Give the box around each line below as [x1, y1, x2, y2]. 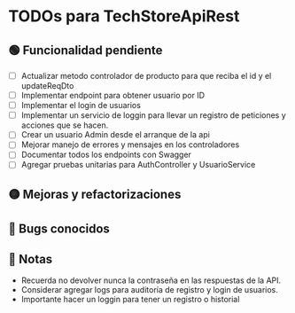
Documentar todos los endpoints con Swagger [20, 149, 192, 160]
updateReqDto [20, 81, 74, 91]
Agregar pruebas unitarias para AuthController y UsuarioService [20, 160, 256, 170]
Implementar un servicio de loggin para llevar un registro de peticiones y [20, 110, 287, 121]
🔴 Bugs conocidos [8, 222, 110, 237]
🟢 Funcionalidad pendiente [8, 43, 163, 58]
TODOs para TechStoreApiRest [8, 6, 240, 27]
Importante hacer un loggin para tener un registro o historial [20, 294, 240, 305]
